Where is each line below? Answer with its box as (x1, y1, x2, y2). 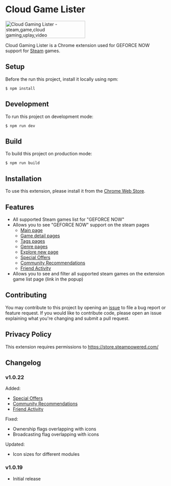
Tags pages (20, 238, 45, 244)
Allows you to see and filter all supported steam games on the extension (12, 271, 165, 276)
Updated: (5, 441, 25, 448)
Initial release (12, 475, 41, 481)
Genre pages (20, 244, 48, 249)
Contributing (5, 291, 47, 299)
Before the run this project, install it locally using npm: (5, 76, 118, 82)
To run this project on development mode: (5, 113, 93, 120)
